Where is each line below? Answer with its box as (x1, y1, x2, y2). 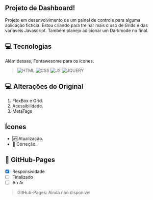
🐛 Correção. (12, 141, 37, 147)
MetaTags (12, 108, 33, 114)
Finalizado (12, 174, 33, 180)
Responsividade (12, 168, 45, 174)
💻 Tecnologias (5, 42, 52, 51)
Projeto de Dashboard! (5, 4, 75, 12)
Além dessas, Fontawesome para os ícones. (5, 58, 94, 64)
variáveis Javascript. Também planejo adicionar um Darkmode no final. (5, 27, 149, 33)
